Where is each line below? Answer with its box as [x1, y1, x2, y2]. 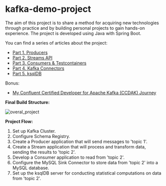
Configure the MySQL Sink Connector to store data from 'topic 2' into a [12, 159, 158, 165]
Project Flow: [5, 118, 33, 124]
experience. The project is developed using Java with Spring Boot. [5, 30, 142, 36]
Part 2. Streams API [12, 54, 53, 60]
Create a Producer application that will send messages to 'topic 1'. [12, 139, 148, 144]
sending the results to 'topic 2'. [12, 149, 76, 155]
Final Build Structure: [5, 99, 50, 105]
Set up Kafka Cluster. [12, 128, 56, 134]
